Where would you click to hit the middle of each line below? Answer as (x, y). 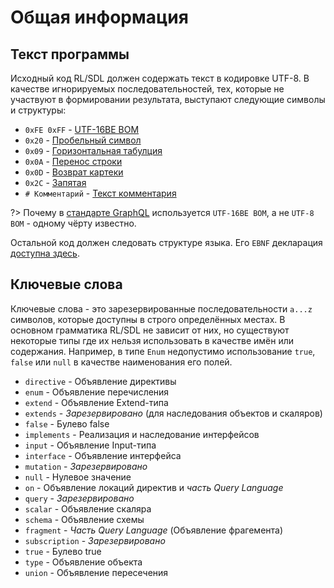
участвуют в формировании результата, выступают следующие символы (168, 99)
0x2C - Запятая (55, 182)
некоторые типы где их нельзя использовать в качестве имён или (152, 340)
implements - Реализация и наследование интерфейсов (142, 434)
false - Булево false (67, 423)
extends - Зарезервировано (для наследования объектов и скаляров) (173, 413)
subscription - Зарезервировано (95, 540)
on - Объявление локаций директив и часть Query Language (154, 487)
